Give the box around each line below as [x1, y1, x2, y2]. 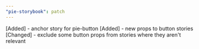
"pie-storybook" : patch [5, 8, 65, 15]
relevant [5, 37, 26, 44]
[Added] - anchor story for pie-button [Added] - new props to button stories [5, 25, 194, 32]
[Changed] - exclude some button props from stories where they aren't [5, 31, 181, 38]
